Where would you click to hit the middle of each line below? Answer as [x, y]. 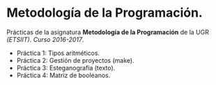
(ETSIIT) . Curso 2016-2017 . [45, 39]
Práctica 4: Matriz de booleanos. [63, 75]
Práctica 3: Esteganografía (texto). [66, 68]
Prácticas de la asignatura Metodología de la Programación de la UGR [108, 32]
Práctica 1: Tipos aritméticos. [58, 53]
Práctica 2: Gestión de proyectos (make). [75, 60]
